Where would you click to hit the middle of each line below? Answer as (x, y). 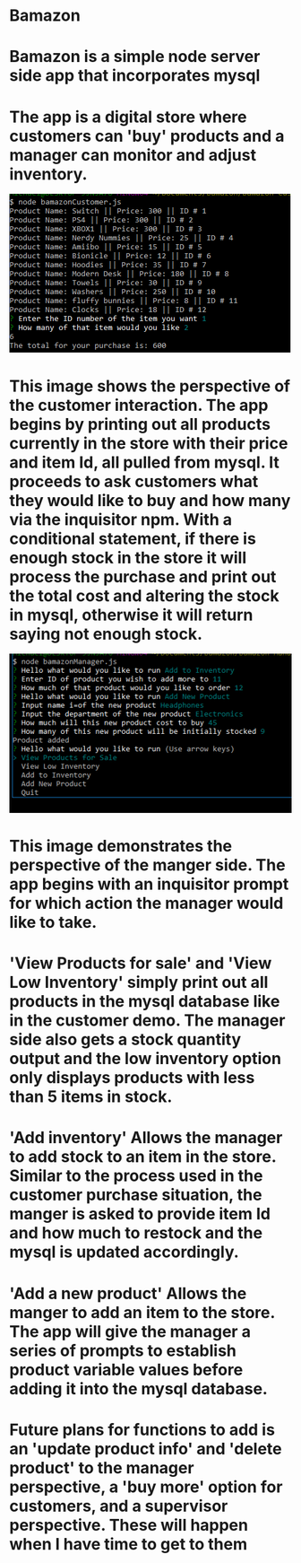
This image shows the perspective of (150, 386)
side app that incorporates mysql (135, 76)
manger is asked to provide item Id (140, 1214)
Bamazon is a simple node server (135, 57)
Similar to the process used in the (136, 1176)
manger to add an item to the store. (142, 1312)
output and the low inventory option (146, 1059)
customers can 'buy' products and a (147, 136)
